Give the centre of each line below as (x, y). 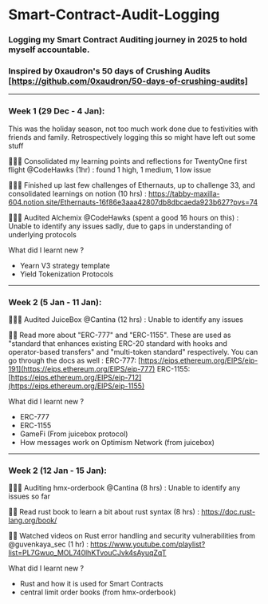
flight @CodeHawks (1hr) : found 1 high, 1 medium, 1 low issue (110, 169)
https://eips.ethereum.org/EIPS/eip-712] (76, 377)
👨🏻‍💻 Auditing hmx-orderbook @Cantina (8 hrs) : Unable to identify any (124, 488)
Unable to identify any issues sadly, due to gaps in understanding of (120, 226)
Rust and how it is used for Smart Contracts (91, 584)
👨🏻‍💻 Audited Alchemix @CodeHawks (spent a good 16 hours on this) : (124, 217)
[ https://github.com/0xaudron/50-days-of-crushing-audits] (128, 81)
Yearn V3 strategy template (65, 265)
